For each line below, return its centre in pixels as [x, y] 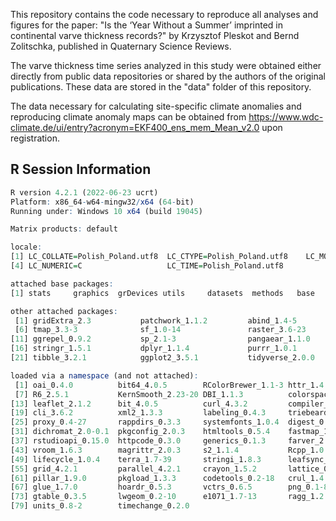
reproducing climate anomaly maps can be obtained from [128, 117]
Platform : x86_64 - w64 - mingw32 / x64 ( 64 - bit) [102, 202]
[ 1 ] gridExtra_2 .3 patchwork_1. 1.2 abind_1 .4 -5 [156, 320]
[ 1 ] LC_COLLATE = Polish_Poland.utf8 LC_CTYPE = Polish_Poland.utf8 [149, 257]
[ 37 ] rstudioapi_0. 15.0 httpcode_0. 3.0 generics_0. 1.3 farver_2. [169, 441]
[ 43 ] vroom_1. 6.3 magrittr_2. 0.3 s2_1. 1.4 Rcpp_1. [165, 450]
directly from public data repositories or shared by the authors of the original [168, 76]
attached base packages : [62, 284]
